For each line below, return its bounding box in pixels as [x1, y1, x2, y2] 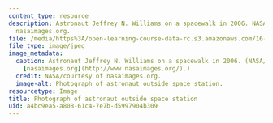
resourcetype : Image [8, 87, 79, 95]
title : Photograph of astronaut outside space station [8, 95, 198, 103]
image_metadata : [8, 49, 63, 57]
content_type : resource [8, 11, 89, 20]
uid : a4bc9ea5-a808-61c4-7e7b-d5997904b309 [8, 102, 158, 110]
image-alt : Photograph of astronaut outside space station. [15, 79, 223, 87]
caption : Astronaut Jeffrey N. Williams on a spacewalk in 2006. [15, 57, 242, 66]
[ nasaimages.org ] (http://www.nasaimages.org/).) [23, 65, 191, 73]
